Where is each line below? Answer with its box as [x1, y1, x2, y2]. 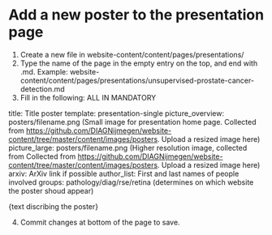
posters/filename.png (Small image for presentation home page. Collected [8, 117, 257, 126]
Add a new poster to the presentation [8, 6, 265, 24]
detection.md [19, 83, 65, 94]
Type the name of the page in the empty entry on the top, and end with [19, 58, 258, 68]
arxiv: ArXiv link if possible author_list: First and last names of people [8, 169, 240, 178]
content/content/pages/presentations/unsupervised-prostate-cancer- [19, 75, 254, 85]
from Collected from [8, 152, 76, 161]
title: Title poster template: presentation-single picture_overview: [8, 108, 225, 118]
